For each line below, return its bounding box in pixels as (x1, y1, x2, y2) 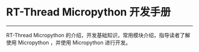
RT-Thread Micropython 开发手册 (6, 5, 171, 19)
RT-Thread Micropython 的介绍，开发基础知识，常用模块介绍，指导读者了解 (6, 31, 191, 38)
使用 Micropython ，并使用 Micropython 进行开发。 (6, 39, 131, 46)
